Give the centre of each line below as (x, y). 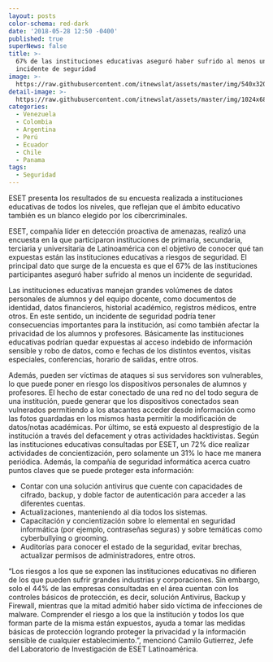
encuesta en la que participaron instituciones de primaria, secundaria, (126, 240)
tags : (17, 168)
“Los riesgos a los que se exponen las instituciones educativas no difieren (132, 571)
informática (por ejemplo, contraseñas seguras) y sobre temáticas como (141, 529)
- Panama (30, 160)
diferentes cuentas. (52, 503)
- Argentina (36, 129)
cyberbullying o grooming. (64, 538)
